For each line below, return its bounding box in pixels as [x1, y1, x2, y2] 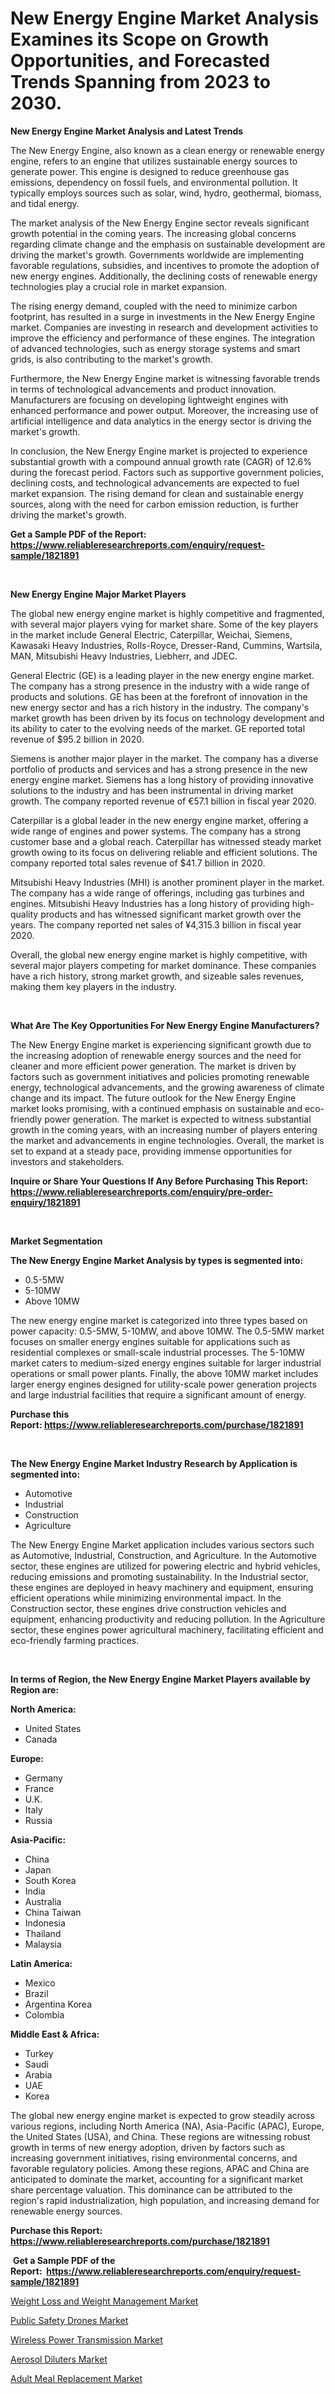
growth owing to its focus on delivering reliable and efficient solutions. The [10, 846, 318, 858]
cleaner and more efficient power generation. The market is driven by [10, 1060, 297, 1072]
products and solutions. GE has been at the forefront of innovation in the [10, 690, 308, 702]
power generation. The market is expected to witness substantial [44, 1113, 312, 1125]
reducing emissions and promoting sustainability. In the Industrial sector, [10, 1570, 309, 1582]
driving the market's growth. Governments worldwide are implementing [10, 248, 305, 261]
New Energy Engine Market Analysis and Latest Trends [10, 125, 244, 137]
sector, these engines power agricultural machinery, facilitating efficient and [10, 1623, 324, 1636]
